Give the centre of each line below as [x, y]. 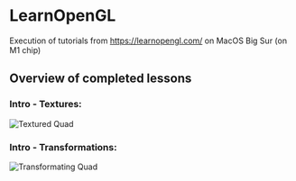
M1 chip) [25, 50]
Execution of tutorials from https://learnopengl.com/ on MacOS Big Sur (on [148, 41]
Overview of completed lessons [101, 79]
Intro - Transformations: [63, 147]
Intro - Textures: [46, 104]
